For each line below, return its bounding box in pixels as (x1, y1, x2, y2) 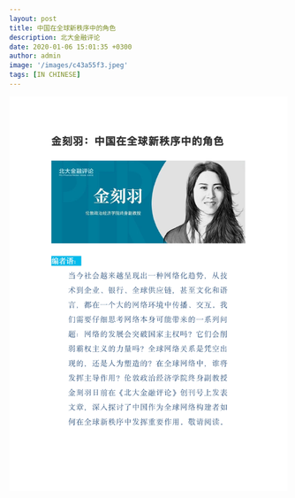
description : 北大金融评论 (9, 33, 101, 42)
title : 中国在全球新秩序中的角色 (9, 23, 117, 33)
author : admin (9, 51, 62, 61)
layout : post (9, 14, 57, 23)
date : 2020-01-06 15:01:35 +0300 (9, 42, 132, 51)
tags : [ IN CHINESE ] (9, 71, 81, 80)
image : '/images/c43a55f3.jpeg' (9, 61, 128, 70)
